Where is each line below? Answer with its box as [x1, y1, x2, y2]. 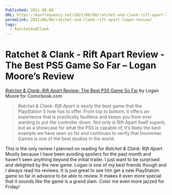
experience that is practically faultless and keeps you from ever [17, 114, 152, 120]
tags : [5, 22, 17, 27]
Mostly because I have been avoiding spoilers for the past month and [5, 151, 152, 157]
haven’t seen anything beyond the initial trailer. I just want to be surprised [5, 157, 160, 163]
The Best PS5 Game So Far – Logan [5, 60, 157, 71]
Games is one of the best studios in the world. [17, 135, 115, 142]
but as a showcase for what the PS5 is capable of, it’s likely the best [17, 125, 161, 131]
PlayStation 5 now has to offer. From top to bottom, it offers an [17, 108, 149, 114]
